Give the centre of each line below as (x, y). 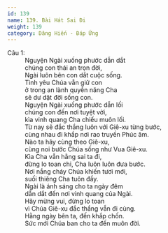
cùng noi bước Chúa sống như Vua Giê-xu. (86, 149)
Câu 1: (16, 53)
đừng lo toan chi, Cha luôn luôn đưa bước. (85, 164)
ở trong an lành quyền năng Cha (71, 90)
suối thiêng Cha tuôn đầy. (62, 179)
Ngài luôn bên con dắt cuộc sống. (73, 75)
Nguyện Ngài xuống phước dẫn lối (74, 105)
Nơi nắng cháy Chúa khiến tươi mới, (76, 172)
